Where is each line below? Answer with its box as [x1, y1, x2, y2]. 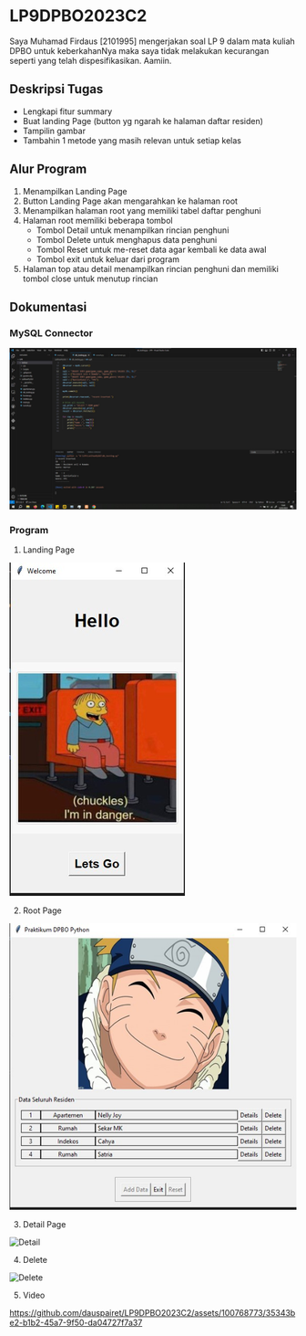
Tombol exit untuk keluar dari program [36, 253, 180, 265]
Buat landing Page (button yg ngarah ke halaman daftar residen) [22, 115, 264, 126]
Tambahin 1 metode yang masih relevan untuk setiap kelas [22, 134, 241, 146]
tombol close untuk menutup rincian [22, 273, 158, 284]
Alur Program [9, 162, 87, 177]
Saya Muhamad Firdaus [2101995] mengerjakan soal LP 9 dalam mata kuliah [9, 36, 296, 47]
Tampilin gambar [22, 125, 87, 136]
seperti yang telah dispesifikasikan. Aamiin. [9, 55, 172, 66]
